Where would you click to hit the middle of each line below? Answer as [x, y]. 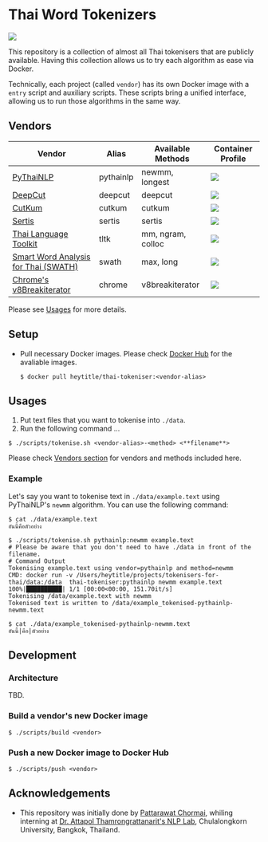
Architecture [33, 678]
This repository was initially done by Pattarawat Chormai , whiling [126, 812]
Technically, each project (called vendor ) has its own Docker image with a [129, 84]
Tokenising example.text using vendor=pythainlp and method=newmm [121, 568]
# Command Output [37, 561]
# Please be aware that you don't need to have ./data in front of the [130, 547]
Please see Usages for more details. [68, 309]
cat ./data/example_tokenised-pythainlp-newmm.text [103, 624]
